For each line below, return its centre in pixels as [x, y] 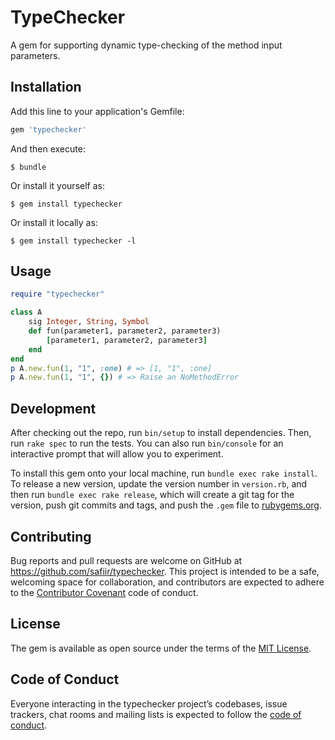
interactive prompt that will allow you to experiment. [117, 454]
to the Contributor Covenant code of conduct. [104, 592]
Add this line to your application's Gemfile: [97, 111]
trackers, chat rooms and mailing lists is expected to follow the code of [156, 714]
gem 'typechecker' [48, 129]
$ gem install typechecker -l [73, 241]
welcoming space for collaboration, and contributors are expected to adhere [167, 582]
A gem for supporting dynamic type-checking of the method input [146, 45]
